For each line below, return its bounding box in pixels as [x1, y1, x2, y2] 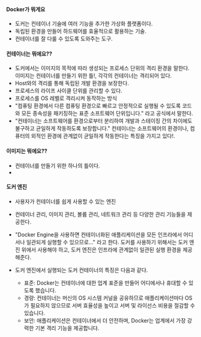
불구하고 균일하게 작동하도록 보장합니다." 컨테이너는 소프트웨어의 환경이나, [14, 125, 189, 132]
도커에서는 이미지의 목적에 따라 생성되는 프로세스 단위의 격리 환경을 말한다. [14, 65, 190, 72]
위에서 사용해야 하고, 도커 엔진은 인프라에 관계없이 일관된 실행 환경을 [21, 246, 182, 253]
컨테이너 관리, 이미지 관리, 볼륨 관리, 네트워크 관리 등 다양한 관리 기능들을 [14, 210, 186, 218]
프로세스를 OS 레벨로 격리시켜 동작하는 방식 [14, 95, 118, 102]
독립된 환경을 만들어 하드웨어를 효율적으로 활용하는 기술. [14, 28, 147, 35]
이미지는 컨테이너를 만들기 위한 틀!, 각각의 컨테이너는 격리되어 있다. [14, 72, 172, 80]
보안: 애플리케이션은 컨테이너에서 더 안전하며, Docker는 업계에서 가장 [23, 317, 186, 324]
